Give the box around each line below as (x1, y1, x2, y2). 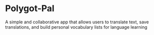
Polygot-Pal (5, 3, 54, 14)
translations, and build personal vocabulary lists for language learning (5, 24, 148, 30)
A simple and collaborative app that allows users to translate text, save (5, 19, 149, 25)
